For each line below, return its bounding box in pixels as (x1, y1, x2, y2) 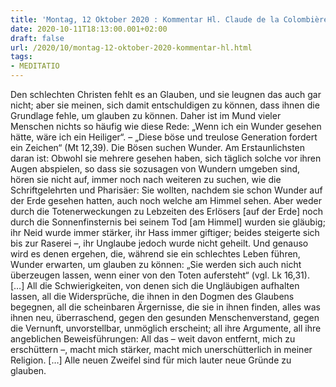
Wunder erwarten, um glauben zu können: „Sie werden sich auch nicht (10, 259, 302, 270)
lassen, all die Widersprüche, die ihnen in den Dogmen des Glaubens (10, 291, 295, 302)
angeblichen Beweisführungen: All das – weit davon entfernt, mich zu (10, 333, 296, 345)
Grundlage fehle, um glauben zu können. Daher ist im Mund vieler (10, 110, 282, 121)
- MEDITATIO (10, 61, 60, 71)
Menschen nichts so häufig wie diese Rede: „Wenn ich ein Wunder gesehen (10, 121, 322, 132)
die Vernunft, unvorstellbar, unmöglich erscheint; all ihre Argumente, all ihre (10, 322, 322, 334)
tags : (10, 52, 33, 62)
